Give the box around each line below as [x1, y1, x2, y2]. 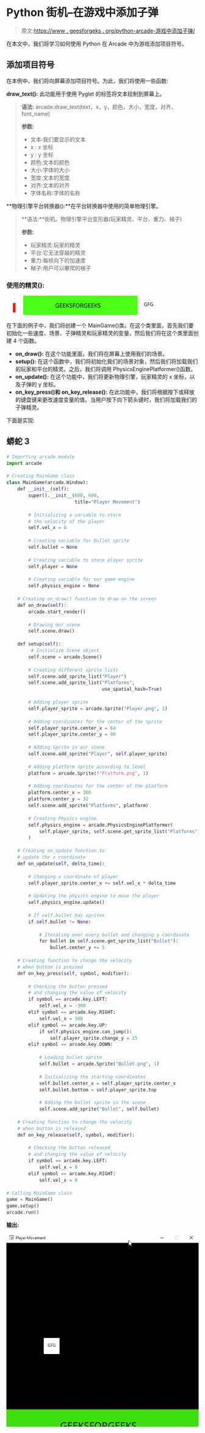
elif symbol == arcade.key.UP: [28, 1022, 108, 1028]
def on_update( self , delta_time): [17, 860, 105, 867]
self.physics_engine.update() [28, 900, 105, 906]
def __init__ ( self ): [17, 486, 70, 492]
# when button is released [17, 1125, 86, 1132]
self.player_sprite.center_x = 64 [28, 725, 116, 731]
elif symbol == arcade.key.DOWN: [28, 1042, 113, 1048]
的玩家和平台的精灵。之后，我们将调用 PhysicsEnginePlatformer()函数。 [15, 366, 196, 373]
